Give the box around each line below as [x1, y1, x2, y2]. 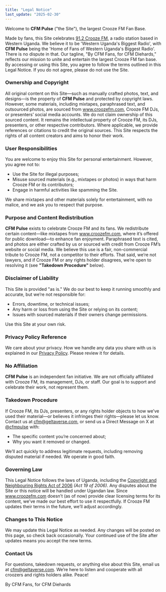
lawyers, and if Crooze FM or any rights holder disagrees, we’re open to [5, 257, 152, 263]
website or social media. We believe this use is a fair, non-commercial [5, 247, 148, 253]
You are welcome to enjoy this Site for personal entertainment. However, [5, 156, 153, 162]
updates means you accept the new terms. [5, 538, 93, 544]
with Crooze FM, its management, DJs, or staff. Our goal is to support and [5, 379, 156, 385]
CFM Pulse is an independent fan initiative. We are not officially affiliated [5, 374, 154, 380]
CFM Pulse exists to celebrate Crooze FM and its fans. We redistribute [5, 225, 149, 231]
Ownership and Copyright [5, 79, 69, 86]
